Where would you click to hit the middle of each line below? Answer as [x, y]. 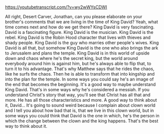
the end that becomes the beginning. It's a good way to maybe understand [80, 84]
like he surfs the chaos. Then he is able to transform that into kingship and [80, 74]
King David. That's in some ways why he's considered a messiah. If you [77, 90]
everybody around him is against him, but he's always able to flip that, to [78, 64]
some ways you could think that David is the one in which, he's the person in [82, 116]
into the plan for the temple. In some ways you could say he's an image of [80, 79]
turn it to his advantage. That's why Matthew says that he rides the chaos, [80, 69]
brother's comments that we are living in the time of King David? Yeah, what [82, 22]
